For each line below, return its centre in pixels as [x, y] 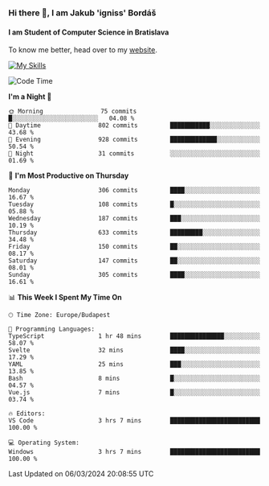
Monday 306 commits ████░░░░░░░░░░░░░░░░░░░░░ [134, 191]
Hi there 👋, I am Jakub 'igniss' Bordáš [82, 13]
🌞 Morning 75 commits [73, 112]
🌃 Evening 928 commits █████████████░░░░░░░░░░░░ [134, 140]
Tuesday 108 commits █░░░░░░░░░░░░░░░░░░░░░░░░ [134, 204]
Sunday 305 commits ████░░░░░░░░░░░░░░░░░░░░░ [134, 275]
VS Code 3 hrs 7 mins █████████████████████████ [134, 421]
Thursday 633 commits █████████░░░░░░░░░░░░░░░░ [134, 233]
